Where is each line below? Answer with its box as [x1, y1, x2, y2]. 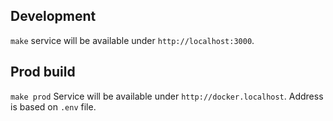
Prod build [10, 64, 76, 81]
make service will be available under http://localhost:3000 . [10, 34, 255, 46]
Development [10, 8, 97, 25]
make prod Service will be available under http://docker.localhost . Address [10, 90, 324, 102]
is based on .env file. [10, 100, 97, 113]
